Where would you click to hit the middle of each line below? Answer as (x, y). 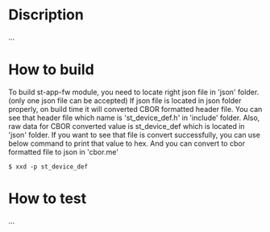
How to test (48, 199)
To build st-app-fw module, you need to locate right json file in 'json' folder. (134, 92)
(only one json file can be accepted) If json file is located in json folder (125, 100)
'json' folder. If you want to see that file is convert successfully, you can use (134, 135)
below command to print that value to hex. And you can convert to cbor (127, 143)
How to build (51, 70)
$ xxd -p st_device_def (48, 167)
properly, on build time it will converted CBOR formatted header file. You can (135, 109)
